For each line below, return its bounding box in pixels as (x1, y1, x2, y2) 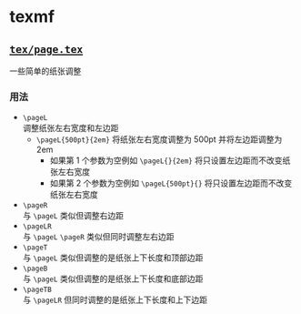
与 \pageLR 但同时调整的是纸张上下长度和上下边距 (22, 294, 207, 306)
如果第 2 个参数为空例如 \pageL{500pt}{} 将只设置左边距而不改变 (49, 177, 293, 188)
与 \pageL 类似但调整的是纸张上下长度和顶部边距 (22, 252, 204, 263)
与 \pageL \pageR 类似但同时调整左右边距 (22, 231, 175, 242)
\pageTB (22, 285, 52, 295)
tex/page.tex (9, 43, 84, 56)
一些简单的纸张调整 (9, 66, 82, 76)
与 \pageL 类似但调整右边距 (22, 210, 125, 221)
